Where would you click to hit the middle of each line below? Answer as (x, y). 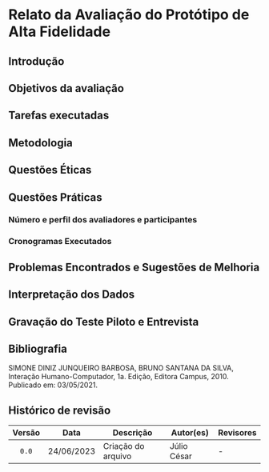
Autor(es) (190, 433)
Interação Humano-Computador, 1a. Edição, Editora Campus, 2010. (119, 377)
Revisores (237, 433)
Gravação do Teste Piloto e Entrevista (104, 322)
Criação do (124, 446)
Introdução (36, 61)
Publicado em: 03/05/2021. (53, 385)
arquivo (117, 456)
